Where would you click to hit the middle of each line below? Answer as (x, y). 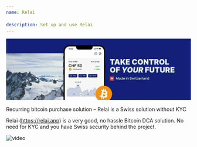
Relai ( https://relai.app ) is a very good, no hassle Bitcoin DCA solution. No (95, 121)
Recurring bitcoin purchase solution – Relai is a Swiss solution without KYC (96, 109)
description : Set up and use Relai (50, 24)
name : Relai (21, 12)
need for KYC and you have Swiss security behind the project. (81, 127)
